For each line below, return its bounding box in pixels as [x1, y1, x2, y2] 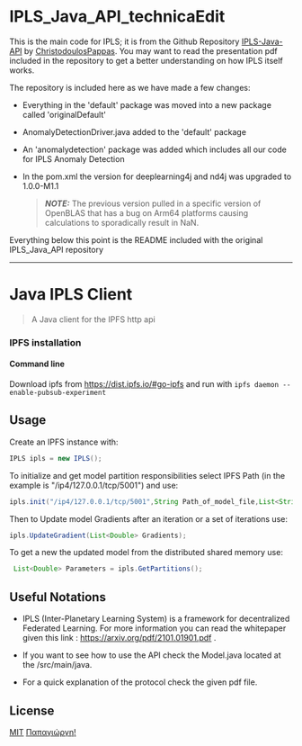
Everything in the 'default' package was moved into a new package [22, 99, 272, 110]
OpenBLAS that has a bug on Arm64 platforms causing [44, 207, 249, 218]
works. [9, 65, 35, 76]
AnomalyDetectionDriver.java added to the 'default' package [22, 126, 247, 137]
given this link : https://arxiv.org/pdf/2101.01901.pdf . [22, 633, 217, 643]
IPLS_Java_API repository [9, 244, 104, 255]
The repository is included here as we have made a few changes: [9, 82, 251, 93]
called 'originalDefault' [22, 109, 106, 120]
